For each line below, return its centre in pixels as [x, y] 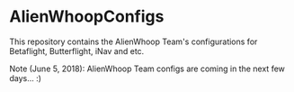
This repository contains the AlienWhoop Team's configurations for [134, 41]
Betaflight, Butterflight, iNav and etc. [77, 51]
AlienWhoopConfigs [87, 17]
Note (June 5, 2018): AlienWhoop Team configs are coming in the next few [147, 69]
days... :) [26, 78]
